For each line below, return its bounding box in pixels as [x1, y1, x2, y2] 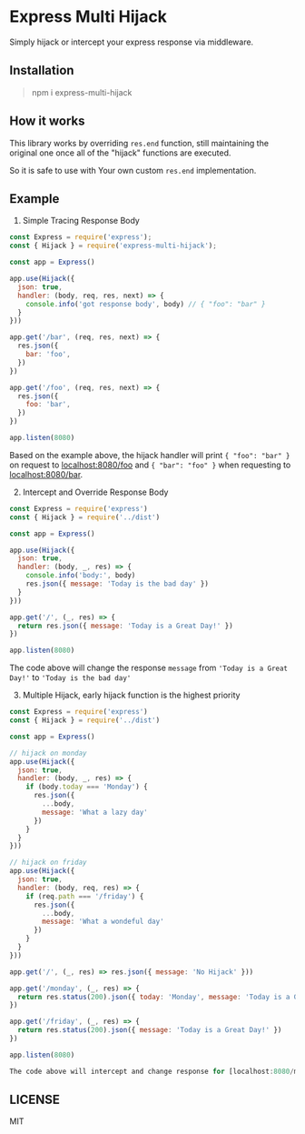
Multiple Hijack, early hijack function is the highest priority [22, 689, 241, 701]
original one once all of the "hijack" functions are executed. [9, 147, 231, 158]
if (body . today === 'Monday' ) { [25, 782, 148, 792]
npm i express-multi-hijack [31, 86, 133, 97]
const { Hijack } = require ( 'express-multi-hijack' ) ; [9, 241, 218, 251]
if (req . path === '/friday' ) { [25, 891, 144, 901]
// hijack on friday [9, 858, 88, 868]
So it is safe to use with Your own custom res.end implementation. [9, 165, 257, 176]
